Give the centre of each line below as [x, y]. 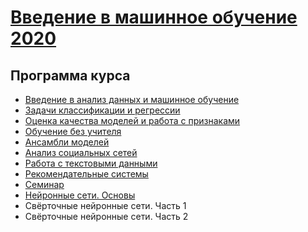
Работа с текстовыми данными [91, 163]
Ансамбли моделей [67, 142]
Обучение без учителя [73, 131]
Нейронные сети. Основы [80, 195]
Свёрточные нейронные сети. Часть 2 [106, 216]
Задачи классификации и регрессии [102, 110]
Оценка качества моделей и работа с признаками [132, 120]
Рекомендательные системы [86, 174]
